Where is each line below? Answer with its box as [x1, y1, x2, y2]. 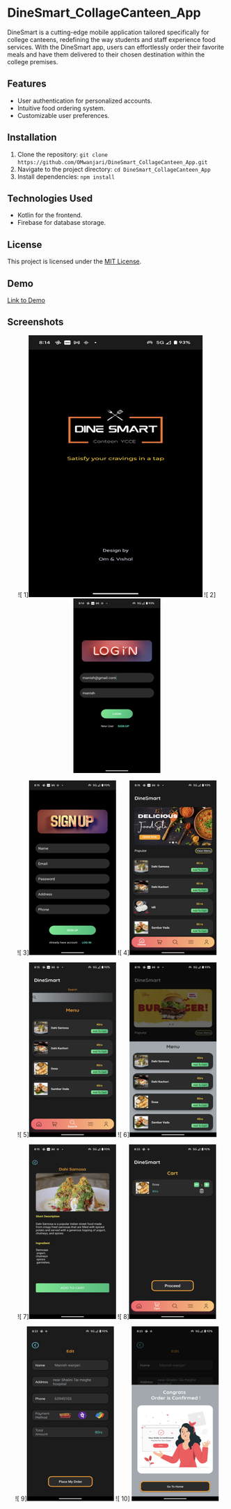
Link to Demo [7, 296, 45, 304]
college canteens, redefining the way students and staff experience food [7, 35, 216, 43]
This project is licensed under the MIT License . [7, 257, 142, 266]
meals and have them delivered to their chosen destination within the [7, 50, 205, 59]
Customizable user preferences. [17, 111, 110, 119]
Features [7, 78, 47, 90]
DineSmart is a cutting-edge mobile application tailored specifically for [7, 28, 210, 36]
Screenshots [7, 316, 64, 328]
